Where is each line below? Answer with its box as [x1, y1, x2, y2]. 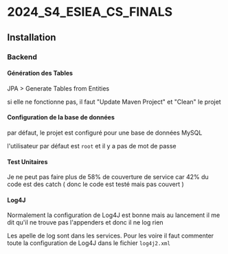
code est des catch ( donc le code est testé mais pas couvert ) [7, 180, 184, 189]
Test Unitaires [7, 157, 48, 165]
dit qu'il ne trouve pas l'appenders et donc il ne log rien [7, 218, 163, 227]
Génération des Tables [7, 69, 73, 78]
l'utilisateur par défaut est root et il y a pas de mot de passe [7, 141, 176, 150]
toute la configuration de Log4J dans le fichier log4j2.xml [7, 239, 170, 247]
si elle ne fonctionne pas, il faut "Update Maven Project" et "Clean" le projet [7, 97, 221, 106]
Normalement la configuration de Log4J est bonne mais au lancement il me [7, 211, 220, 220]
